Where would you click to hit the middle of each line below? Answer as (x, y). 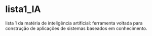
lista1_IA (23, 9)
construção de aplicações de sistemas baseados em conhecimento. (77, 28)
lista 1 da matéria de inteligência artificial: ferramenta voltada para (74, 23)
